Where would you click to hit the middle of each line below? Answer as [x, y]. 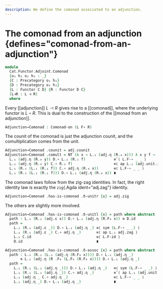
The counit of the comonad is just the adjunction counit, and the [69, 136]
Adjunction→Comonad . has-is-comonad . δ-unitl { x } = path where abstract [80, 214]
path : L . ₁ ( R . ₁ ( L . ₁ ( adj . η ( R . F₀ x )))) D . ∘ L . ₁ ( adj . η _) [71, 255]
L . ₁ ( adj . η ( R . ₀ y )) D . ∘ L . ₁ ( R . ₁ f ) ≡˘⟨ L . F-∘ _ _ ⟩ [78, 160]
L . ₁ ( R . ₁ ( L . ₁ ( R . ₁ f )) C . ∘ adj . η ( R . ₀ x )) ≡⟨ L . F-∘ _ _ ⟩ [77, 168]
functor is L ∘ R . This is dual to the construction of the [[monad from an [76, 113]
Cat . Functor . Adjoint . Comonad [39, 72]
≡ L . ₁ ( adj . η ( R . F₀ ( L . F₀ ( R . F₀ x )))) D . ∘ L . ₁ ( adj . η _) [80, 259]
